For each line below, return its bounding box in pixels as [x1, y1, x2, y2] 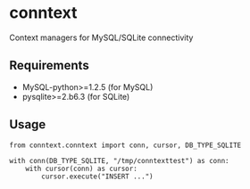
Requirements [9, 58, 89, 73]
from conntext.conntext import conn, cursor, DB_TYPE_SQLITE [9, 141, 242, 150]
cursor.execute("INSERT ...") [41, 172, 154, 181]
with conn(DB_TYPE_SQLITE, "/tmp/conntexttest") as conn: [9, 156, 229, 165]
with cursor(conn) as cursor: [25, 164, 138, 173]
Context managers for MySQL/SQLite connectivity [9, 32, 194, 43]
